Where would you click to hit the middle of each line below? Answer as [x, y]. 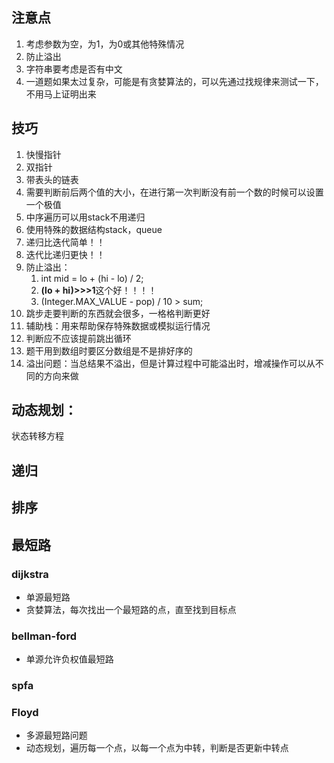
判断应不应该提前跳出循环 [78, 338]
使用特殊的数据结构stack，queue [94, 229]
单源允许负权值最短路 [69, 659]
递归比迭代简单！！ [65, 242]
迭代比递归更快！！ [65, 254]
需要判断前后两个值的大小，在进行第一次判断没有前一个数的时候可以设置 [174, 192]
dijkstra [30, 574]
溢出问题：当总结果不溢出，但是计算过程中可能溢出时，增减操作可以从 [170, 363]
